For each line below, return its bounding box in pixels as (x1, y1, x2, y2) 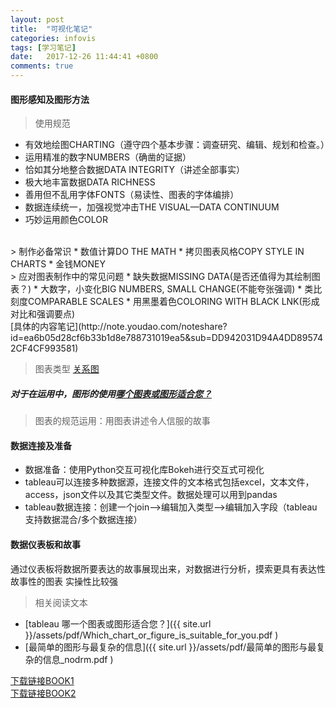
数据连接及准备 (10, 439, 72, 451)
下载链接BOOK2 (10, 687, 77, 699)
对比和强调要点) (10, 308, 76, 320)
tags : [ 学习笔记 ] (10, 42, 77, 53)
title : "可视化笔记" (10, 24, 93, 34)
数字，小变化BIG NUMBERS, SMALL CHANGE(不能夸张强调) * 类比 (48, 283, 323, 295)
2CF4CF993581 (10, 342, 76, 355)
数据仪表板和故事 (10, 538, 81, 550)
